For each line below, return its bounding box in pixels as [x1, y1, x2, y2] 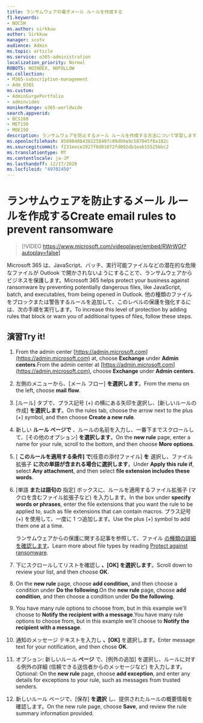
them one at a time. [15, 522, 64, 529]
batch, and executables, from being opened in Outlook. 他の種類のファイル [7, 291, 193, 298]
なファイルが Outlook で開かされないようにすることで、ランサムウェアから [7, 269, 192, 276]
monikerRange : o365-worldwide [7, 104, 83, 111]
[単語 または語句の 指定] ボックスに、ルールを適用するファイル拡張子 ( [15, 486, 192, 493]
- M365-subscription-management [7, 76, 88, 82]
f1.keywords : [7, 15, 40, 21]
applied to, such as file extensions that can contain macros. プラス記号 [15, 508, 192, 515]
